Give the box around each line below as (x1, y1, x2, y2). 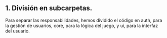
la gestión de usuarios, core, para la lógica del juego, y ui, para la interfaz (5, 22, 158, 28)
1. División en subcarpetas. (5, 4, 93, 12)
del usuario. (5, 27, 30, 34)
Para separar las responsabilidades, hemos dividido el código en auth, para (5, 17, 162, 23)
